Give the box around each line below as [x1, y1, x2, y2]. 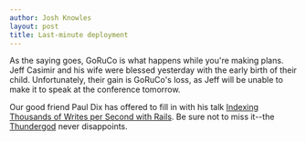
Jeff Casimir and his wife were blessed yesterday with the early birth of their [9, 65, 297, 76]
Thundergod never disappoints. [9, 121, 128, 132]
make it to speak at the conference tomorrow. [9, 84, 181, 96]
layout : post [9, 22, 59, 31]
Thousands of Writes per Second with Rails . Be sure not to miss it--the [9, 111, 275, 123]
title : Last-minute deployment [9, 30, 129, 39]
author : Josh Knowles [9, 13, 92, 23]
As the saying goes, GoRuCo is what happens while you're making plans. [9, 55, 284, 66]
